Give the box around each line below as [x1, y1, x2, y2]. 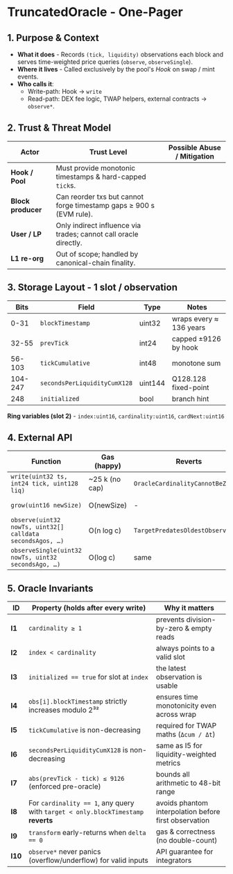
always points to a [155, 644, 215, 654]
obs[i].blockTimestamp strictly [28, 697, 128, 706]
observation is [155, 672, 202, 682]
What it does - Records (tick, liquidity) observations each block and [17, 50, 224, 58]
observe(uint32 [10, 516, 61, 524]
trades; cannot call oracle [55, 229, 139, 238]
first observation [155, 816, 210, 825]
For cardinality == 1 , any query [28, 798, 135, 808]
